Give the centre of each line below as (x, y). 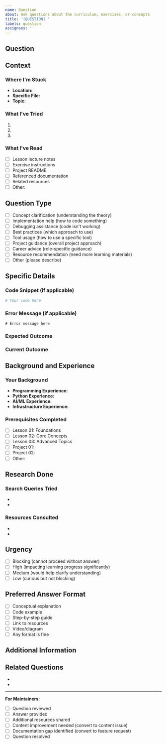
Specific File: (26, 96)
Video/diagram (28, 628)
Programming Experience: (40, 390)
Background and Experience (50, 366)
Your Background (27, 380)
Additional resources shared (41, 720)
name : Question (21, 10)
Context (18, 65)
